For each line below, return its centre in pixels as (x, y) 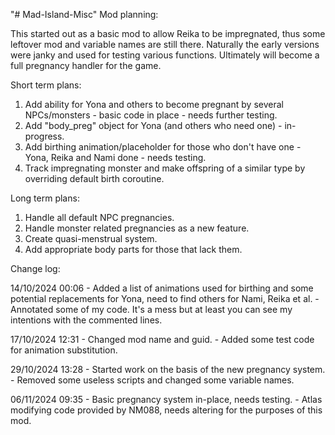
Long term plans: (45, 198)
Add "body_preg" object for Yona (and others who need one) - (153, 125)
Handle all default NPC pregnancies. (99, 217)
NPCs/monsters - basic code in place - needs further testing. (151, 115)
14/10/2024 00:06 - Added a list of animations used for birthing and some (162, 288)
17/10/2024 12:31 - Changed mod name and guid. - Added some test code (162, 339)
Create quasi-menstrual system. (91, 238)
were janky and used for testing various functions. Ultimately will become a (165, 55)
